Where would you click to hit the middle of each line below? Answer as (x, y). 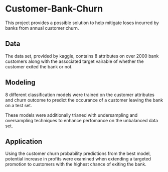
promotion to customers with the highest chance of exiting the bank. (76, 164)
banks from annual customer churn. (42, 28)
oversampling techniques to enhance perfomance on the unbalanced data (82, 120)
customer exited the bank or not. (39, 66)
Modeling (20, 83)
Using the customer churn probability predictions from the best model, (78, 153)
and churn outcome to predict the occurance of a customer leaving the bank (84, 100)
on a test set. (19, 105)
